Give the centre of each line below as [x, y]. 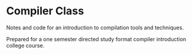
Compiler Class [45, 11]
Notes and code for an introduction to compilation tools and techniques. [95, 27]
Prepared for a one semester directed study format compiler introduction [96, 39]
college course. [25, 45]
